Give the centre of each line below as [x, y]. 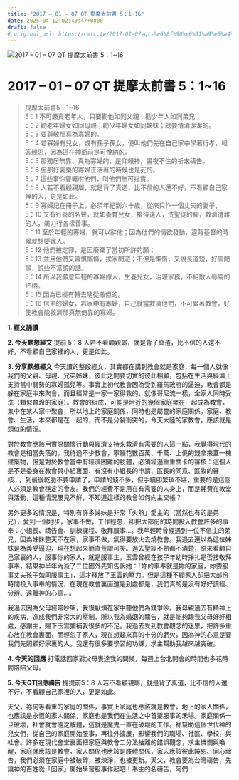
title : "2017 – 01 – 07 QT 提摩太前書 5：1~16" [76, 14]
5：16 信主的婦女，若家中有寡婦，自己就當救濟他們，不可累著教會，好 [127, 303]
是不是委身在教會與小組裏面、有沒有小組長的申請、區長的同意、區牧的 [110, 471]
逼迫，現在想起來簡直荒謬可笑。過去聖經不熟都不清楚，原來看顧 [132, 548]
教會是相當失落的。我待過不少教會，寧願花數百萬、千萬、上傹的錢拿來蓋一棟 [119, 453]
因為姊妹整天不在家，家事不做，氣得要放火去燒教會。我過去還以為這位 [122, 539]
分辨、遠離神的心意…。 [42, 593]
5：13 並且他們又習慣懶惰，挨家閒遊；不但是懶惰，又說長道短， [118, 259]
